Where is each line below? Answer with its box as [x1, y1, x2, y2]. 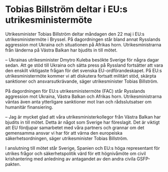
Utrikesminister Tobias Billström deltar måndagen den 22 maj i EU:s [5, 31, 145, 37]
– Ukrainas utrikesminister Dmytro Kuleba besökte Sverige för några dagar [5, 56, 159, 63]
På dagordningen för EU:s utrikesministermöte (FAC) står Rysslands [5, 88, 145, 94]
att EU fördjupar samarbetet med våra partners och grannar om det [5, 125, 144, 131]
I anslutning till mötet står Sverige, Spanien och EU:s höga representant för [5, 145, 160, 151]
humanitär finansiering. [5, 104, 53, 110]
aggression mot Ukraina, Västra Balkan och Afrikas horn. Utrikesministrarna [5, 93, 162, 99]
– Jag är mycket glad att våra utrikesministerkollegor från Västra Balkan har [5, 113, 161, 120]
